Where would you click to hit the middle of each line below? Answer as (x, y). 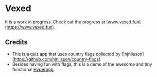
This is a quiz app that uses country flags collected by (66, 54)
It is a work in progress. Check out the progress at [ (57, 22)
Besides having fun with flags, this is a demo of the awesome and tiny (82, 64)
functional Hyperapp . (33, 69)
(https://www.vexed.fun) (30, 27)
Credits (17, 42)
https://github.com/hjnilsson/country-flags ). (58, 59)
